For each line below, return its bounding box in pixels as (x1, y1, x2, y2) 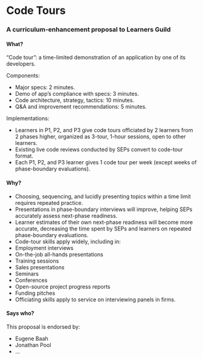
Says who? (6, 310, 34, 317)
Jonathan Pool (14, 341, 51, 349)
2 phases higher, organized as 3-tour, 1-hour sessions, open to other (14, 133, 186, 140)
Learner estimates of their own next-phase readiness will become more (14, 218, 193, 226)
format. (14, 152, 34, 159)
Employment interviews (14, 244, 74, 252)
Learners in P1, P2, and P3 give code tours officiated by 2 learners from (14, 127, 193, 134)
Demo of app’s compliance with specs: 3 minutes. (14, 90, 139, 98)
